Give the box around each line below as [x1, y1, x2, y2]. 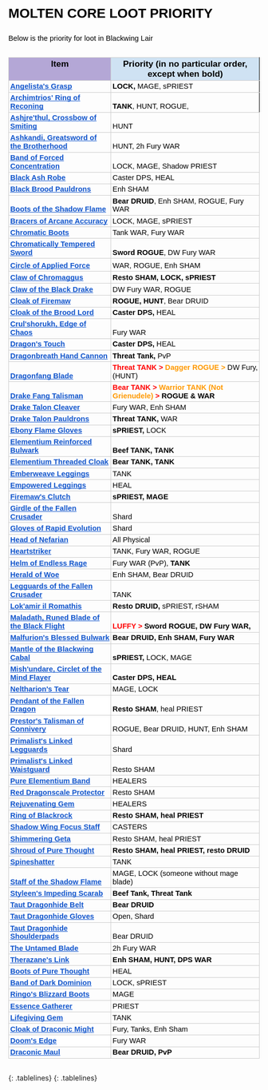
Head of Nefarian [10, 535, 69, 544]
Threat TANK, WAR [112, 414, 178, 424]
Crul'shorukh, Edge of [10, 320, 87, 328]
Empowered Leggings [10, 480, 86, 490]
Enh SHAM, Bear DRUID [112, 570, 194, 579]
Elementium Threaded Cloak [10, 457, 109, 467]
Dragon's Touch [10, 340, 65, 348]
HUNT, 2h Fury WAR [112, 141, 180, 151]
